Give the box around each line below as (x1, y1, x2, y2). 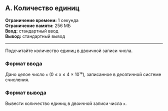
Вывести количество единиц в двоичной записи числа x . (5, 100, 127, 106)
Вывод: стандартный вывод (5, 33, 65, 39)
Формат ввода (5, 60, 42, 67)
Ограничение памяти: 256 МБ (5, 22, 71, 28)
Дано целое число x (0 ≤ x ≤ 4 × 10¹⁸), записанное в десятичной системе (5, 71, 161, 77)
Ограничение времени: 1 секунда (5, 17, 79, 23)
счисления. (5, 77, 29, 83)
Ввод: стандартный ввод (5, 27, 58, 34)
